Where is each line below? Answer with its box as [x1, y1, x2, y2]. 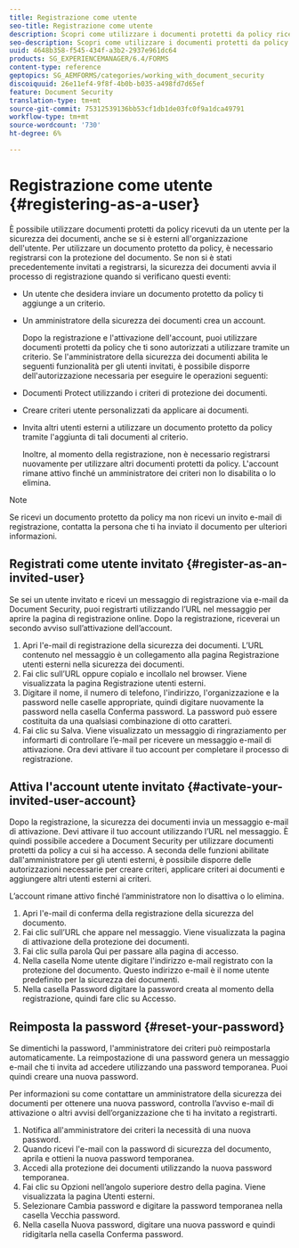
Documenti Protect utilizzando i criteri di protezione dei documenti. [21, 387, 268, 398]
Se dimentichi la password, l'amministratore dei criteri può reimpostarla [9, 1043, 271, 1054]
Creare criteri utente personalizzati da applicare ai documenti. [21, 405, 249, 415]
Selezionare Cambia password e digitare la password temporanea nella [21, 1201, 283, 1211]
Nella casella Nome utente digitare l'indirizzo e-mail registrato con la [21, 956, 273, 966]
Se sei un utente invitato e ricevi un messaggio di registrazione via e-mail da [9, 594, 289, 604]
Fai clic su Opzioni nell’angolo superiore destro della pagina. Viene [21, 1182, 266, 1193]
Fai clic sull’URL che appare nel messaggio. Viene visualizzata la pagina [21, 927, 287, 938]
